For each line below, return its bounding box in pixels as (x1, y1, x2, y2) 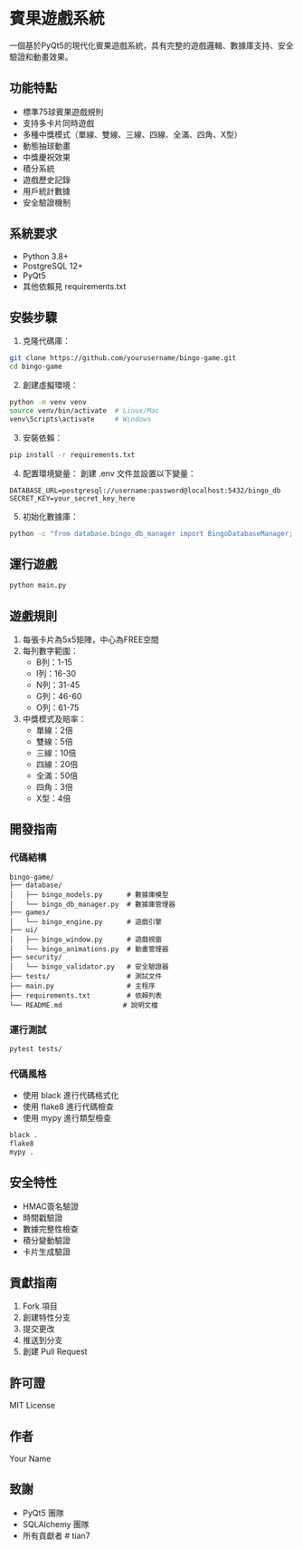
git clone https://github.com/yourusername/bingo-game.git (9, 354, 237, 363)
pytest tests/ (9, 1044, 63, 1053)
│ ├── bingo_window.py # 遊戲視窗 (9, 935, 163, 944)
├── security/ (9, 952, 63, 961)
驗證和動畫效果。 (9, 51, 73, 62)
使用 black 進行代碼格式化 (22, 1090, 119, 1101)
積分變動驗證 (22, 1234, 71, 1245)
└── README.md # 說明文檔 (9, 1000, 158, 1009)
